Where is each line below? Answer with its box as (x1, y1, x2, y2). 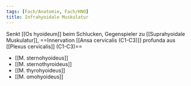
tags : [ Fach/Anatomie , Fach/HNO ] (6, 8, 89, 15)
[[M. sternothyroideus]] (14, 60, 72, 68)
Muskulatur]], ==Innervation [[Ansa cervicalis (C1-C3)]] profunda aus (6, 37, 176, 44)
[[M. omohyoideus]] (14, 73, 63, 80)
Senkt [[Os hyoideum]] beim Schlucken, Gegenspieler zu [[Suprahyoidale (6, 30, 186, 37)
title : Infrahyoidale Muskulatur (6, 14, 89, 20)
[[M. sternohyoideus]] (14, 54, 68, 61)
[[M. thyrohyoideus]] (14, 67, 65, 74)
